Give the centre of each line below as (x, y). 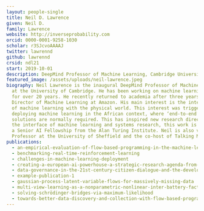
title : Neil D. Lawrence (38, 18)
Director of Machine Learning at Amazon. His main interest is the (99, 102)
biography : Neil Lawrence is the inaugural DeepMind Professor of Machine (103, 86)
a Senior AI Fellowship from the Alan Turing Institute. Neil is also (103, 131)
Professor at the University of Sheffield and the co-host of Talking (103, 137)
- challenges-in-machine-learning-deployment (70, 159)
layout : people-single (35, 12)
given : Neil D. (25, 23)
